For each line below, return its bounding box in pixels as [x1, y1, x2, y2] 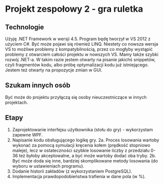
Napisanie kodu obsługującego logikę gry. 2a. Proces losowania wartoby [12, 137, 160, 143]
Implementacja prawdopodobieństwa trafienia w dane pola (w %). [12, 173, 146, 179]
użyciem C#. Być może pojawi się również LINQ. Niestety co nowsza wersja [5, 41, 159, 47]
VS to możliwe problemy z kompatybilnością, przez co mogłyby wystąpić [5, 46, 153, 52]
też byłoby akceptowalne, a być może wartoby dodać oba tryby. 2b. [19, 153, 156, 159]
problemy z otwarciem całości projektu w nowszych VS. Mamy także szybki [5, 51, 159, 57]
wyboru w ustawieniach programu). [12, 163, 84, 169]
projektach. [5, 99, 28, 105]
